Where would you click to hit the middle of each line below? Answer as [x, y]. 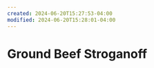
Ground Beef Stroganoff [77, 54]
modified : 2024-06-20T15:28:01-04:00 [61, 20]
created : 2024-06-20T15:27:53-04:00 [60, 13]
